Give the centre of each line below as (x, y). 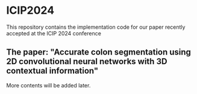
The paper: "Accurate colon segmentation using (99, 52)
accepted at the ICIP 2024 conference (54, 33)
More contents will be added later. (48, 85)
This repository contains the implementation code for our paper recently (96, 27)
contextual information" (52, 71)
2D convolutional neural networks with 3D (87, 61)
